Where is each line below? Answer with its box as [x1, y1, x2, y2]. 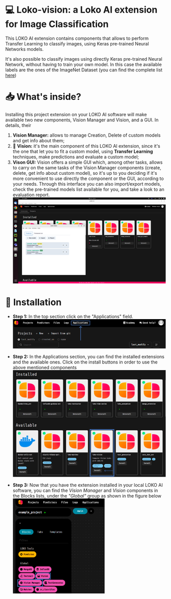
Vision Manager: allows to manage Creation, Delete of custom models [12, 132, 161, 138]
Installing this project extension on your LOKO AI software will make [5, 111, 147, 117]
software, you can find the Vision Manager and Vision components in [12, 487, 158, 493]
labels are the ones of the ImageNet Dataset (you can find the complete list [5, 67, 163, 73]
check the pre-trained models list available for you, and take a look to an [12, 186, 164, 192]
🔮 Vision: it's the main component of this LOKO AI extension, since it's [12, 143, 160, 149]
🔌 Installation [5, 297, 62, 308]
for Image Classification [5, 18, 109, 30]
